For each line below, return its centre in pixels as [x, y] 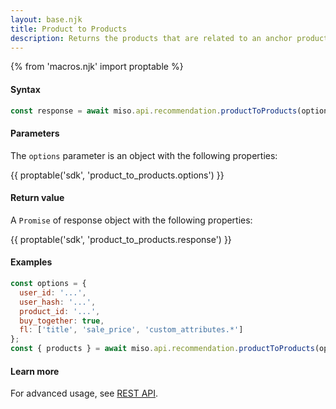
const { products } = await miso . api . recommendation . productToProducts [162, 349]
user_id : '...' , [53, 292]
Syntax [25, 89]
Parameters [35, 133]
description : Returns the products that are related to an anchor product [169, 38]
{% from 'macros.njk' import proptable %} [97, 67]
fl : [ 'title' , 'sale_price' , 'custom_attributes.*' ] [131, 330]
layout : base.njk [46, 19]
